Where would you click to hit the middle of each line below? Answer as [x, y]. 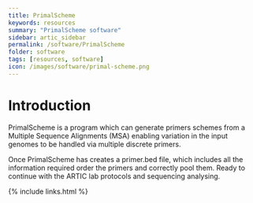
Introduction [50, 105]
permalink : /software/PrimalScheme [67, 45]
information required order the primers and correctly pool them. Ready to [127, 168]
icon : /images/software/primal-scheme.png [79, 67]
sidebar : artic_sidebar [47, 37]
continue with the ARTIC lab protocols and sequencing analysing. [114, 176]
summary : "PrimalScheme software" [65, 30]
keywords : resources [42, 23]
